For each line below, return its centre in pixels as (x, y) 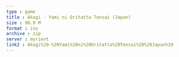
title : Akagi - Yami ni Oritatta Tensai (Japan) (69, 17)
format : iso (22, 28)
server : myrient (28, 39)
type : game (21, 12)
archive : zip (24, 34)
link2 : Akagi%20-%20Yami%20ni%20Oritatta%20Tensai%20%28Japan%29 (90, 45)
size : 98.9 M (24, 23)
